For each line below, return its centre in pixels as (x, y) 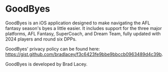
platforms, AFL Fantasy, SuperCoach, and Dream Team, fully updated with (83, 33)
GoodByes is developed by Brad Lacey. (46, 64)
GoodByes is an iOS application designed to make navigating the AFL (78, 23)
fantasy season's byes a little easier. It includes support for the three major (83, 28)
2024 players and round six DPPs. (41, 39)
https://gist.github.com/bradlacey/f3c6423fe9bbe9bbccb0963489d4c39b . (84, 54)
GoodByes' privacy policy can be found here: (53, 49)
